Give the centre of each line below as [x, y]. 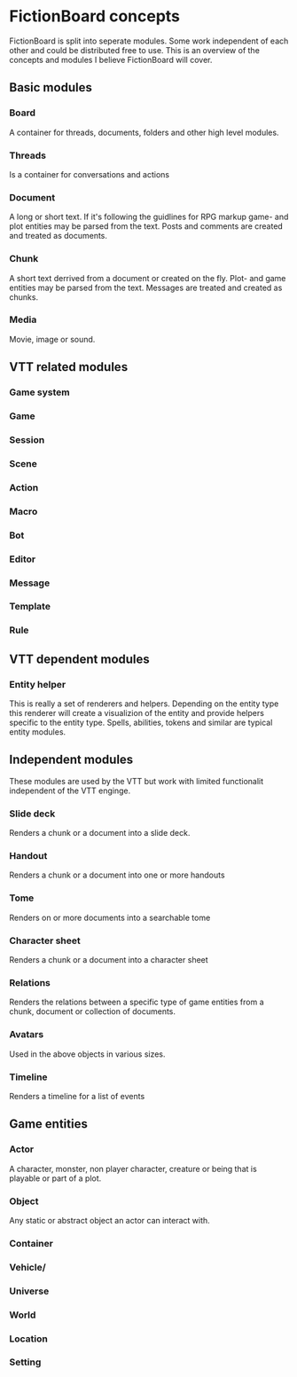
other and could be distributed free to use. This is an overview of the [134, 50]
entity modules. [38, 732]
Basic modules [51, 87]
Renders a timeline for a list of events [77, 1096]
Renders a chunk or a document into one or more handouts [117, 875]
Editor [23, 559]
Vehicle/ [27, 1267]
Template [30, 607]
